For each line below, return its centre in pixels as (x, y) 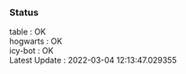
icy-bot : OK (31, 51)
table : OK (28, 32)
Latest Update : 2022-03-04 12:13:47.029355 (93, 61)
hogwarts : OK (36, 41)
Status (24, 12)
